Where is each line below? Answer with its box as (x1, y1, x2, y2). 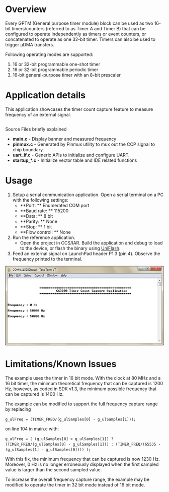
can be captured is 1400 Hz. (5, 391, 64, 397)
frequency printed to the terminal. (12, 256, 82, 262)
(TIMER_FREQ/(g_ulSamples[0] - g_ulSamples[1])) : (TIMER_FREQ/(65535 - (5, 442, 161, 447)
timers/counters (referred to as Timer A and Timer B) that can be (12, 25, 146, 31)
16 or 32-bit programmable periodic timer (12, 67, 99, 73)
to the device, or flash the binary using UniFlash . (20, 245, 121, 252)
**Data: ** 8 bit (20, 213, 53, 219)
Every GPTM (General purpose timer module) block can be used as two (5, 20, 153, 26)
